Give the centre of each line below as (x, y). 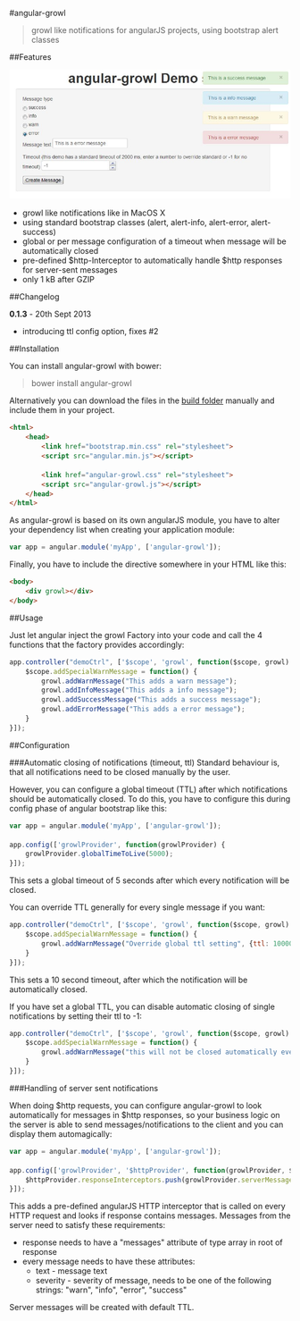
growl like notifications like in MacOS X (94, 213)
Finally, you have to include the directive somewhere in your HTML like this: (148, 564)
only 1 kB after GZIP (58, 280)
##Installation (34, 349)
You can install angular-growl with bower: (86, 366)
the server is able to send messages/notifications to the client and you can (146, 1124)
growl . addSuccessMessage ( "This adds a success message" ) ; (151, 700)
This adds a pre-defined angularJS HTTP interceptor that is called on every (147, 1207)
